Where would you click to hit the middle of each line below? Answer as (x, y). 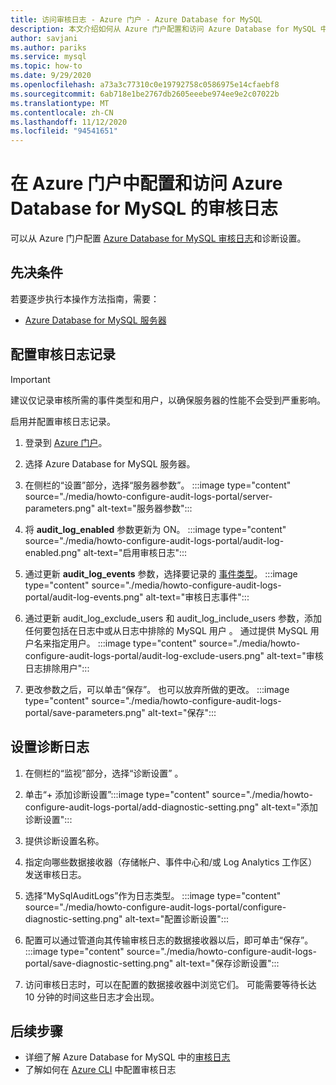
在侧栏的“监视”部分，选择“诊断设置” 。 (104, 773)
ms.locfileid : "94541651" (64, 131)
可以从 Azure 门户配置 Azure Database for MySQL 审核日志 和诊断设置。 (158, 238)
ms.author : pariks (48, 47)
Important (30, 379)
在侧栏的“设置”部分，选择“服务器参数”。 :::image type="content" (158, 485)
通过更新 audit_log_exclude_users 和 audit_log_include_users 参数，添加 (173, 618)
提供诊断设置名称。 (64, 840)
